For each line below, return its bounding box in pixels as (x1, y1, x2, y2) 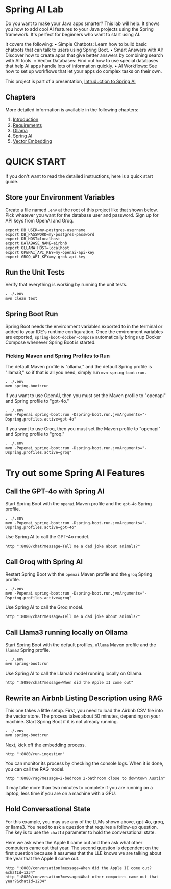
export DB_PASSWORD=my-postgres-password (5, 232, 95, 237)
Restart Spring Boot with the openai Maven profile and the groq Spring (5, 571, 152, 577)
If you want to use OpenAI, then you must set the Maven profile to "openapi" (5, 392, 166, 399)
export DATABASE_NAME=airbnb (5, 241, 67, 246)
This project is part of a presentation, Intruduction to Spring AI (5, 78, 136, 84)
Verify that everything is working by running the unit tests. (5, 282, 128, 288)
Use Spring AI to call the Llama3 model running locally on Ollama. (5, 670, 143, 677)
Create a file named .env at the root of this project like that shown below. (5, 207, 158, 213)
